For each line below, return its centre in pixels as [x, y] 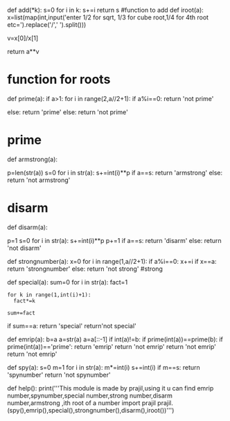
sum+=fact [21, 313]
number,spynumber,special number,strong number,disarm [90, 395]
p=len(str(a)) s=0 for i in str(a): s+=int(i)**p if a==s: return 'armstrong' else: [115, 172]
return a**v [23, 52]
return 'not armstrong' [39, 180]
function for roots [59, 80]
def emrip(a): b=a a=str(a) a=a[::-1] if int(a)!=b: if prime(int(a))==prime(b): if [115, 339]
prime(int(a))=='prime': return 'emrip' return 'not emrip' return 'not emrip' [112, 346]
